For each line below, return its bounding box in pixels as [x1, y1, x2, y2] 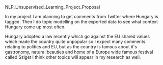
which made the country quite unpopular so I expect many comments [5, 39, 146, 44]
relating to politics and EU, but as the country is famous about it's [5, 44, 137, 49]
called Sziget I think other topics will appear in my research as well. [5, 54, 141, 60]
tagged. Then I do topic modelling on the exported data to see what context [5, 19, 158, 24]
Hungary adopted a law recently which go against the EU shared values [5, 34, 150, 39]
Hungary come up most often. [5, 24, 66, 30]
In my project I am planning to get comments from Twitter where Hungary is [5, 14, 159, 19]
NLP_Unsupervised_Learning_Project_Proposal [5, 4, 100, 10]
